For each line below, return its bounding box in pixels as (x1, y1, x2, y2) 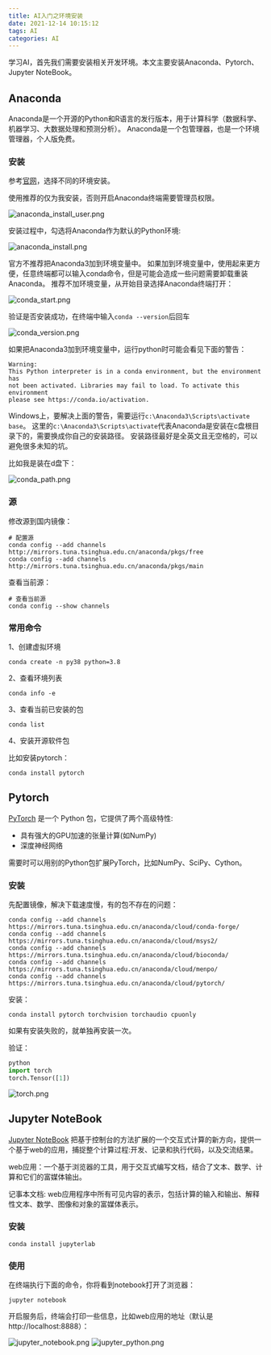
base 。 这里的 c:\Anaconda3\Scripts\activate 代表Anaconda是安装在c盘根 (8, 421, 252, 431)
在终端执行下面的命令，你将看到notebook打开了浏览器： (8, 1280, 196, 1290)
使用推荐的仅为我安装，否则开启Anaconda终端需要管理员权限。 (8, 193, 219, 203)
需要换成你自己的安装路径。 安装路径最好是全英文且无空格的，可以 (35, 431, 258, 441)
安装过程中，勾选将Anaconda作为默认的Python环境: (8, 226, 181, 236)
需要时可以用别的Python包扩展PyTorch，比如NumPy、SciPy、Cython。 (8, 857, 247, 868)
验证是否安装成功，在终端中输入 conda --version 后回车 (8, 312, 190, 321)
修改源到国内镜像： (8, 516, 73, 525)
